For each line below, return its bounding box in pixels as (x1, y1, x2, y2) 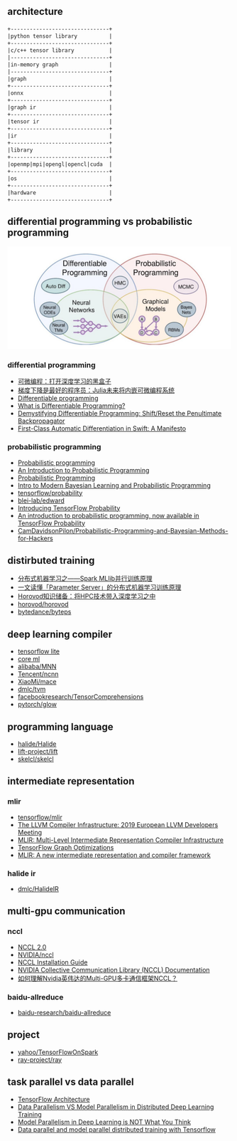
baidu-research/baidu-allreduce (17, 1008, 111, 1016)
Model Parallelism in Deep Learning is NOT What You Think (17, 1118, 192, 1126)
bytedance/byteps (17, 608, 72, 616)
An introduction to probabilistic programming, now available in (17, 511, 200, 520)
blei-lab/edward (17, 496, 65, 505)
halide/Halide (17, 740, 57, 748)
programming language (7, 720, 114, 732)
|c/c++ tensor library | (7, 46, 113, 54)
